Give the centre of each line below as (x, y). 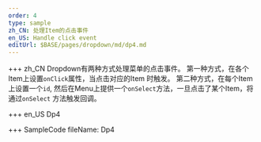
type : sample (30, 23)
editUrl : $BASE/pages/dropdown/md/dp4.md (78, 45)
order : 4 (23, 15)
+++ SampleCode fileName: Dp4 (61, 130)
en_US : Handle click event (53, 38)
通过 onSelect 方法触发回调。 (55, 98)
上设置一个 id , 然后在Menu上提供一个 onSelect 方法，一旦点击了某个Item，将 (131, 89)
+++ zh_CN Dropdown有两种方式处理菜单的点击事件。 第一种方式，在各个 (129, 69)
